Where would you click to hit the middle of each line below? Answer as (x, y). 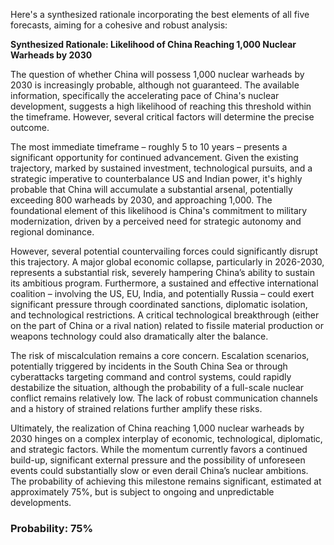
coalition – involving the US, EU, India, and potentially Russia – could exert (162, 293)
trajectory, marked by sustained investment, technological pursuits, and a (161, 168)
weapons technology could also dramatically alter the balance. (139, 336)
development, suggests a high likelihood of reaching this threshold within (161, 106)
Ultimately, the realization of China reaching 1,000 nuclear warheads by (157, 428)
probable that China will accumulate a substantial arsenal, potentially (151, 189)
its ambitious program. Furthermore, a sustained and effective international (164, 283)
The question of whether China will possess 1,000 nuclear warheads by (157, 74)
